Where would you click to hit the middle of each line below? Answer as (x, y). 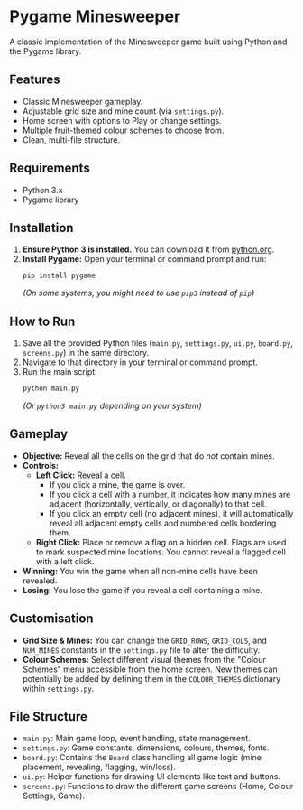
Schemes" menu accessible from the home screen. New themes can (150, 669)
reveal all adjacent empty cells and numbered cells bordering (163, 523)
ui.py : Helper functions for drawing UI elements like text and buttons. (151, 777)
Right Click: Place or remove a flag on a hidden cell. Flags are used (161, 542)
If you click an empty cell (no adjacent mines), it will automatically (171, 513)
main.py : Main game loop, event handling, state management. (136, 739)
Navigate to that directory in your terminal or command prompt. (140, 362)
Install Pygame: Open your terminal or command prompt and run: (144, 259)
